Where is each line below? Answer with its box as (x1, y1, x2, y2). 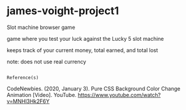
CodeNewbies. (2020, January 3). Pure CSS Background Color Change (7, 85, 181, 92)
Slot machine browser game (7, 24, 76, 31)
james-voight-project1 (7, 4, 119, 18)
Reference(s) (7, 75, 39, 80)
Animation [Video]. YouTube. (7, 91, 76, 98)
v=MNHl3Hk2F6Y (7, 98, 50, 105)
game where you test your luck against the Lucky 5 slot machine (7, 35, 165, 42)
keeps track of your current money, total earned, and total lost (7, 46, 159, 54)
